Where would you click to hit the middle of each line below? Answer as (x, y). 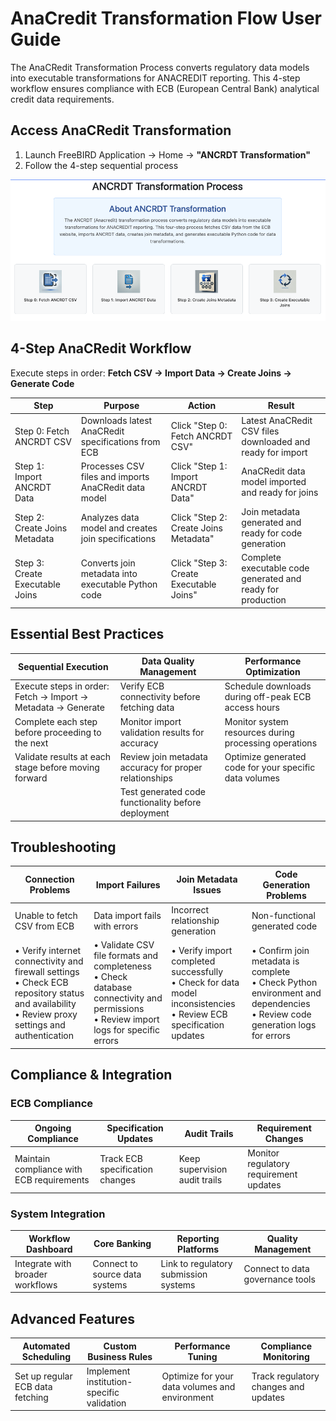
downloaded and (276, 441)
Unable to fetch (46, 915)
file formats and (126, 956)
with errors (116, 926)
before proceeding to (58, 732)
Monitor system (256, 721)
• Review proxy (46, 1014)
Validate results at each (63, 756)
